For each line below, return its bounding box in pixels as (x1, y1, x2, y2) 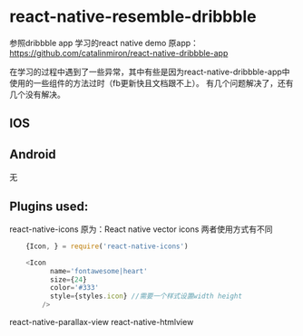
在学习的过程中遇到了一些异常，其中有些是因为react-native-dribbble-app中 (9, 66, 290, 77)
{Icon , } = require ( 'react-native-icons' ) (25, 242, 189, 251)
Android (9, 147, 56, 162)
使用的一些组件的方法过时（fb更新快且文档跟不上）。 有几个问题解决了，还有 (9, 77, 294, 88)
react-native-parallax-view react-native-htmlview (9, 317, 194, 328)
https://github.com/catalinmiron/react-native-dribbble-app (9, 47, 229, 58)
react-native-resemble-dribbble (9, 6, 257, 27)
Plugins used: (9, 198, 89, 214)
